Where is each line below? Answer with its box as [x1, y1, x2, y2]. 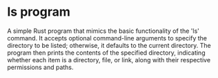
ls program [7, 4, 70, 20]
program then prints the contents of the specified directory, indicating [7, 49, 206, 57]
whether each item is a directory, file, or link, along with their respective [7, 55, 211, 64]
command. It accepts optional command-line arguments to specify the [7, 34, 207, 42]
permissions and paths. [7, 63, 74, 71]
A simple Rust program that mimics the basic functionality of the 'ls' [7, 27, 200, 35]
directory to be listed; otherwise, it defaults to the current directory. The [7, 41, 212, 49]
